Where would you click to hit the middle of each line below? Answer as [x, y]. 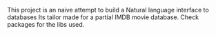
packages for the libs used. [46, 24]
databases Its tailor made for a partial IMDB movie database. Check [103, 17]
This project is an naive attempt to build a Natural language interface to [108, 10]
